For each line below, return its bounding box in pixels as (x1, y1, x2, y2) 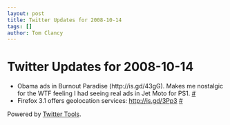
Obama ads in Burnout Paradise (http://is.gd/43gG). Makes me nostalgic (17, 82, 223, 90)
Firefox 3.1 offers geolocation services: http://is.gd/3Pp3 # (17, 97, 183, 105)
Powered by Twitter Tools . (7, 110, 82, 118)
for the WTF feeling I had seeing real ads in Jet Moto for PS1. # (17, 89, 196, 97)
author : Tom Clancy (7, 29, 64, 37)
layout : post (7, 10, 45, 17)
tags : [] (7, 23, 32, 30)
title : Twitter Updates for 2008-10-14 (7, 17, 122, 23)
